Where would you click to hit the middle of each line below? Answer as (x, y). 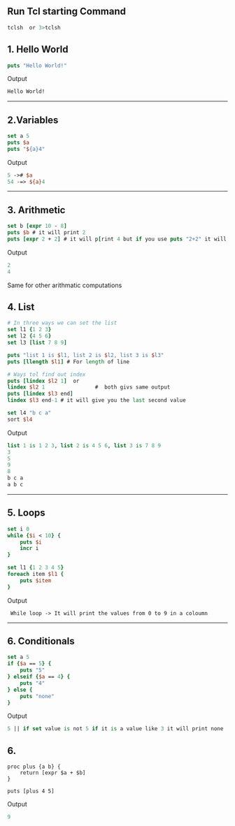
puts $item (36, 580)
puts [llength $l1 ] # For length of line (69, 362)
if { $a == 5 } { (29, 664)
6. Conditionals (41, 641)
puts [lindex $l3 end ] (40, 394)
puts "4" (33, 683)
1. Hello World (38, 49)
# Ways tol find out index (47, 374)
